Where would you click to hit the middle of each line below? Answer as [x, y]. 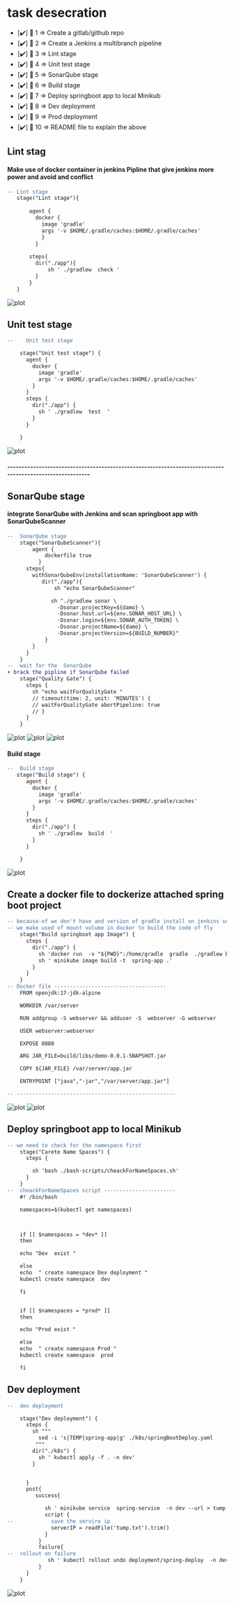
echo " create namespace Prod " [68, 1349]
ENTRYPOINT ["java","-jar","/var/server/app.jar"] [95, 1082]
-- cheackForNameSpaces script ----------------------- [92, 1190]
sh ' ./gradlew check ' [84, 270]
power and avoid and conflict [50, 177]
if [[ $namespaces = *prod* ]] [65, 1310]
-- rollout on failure [42, 1554]
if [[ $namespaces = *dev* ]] [64, 1234]
